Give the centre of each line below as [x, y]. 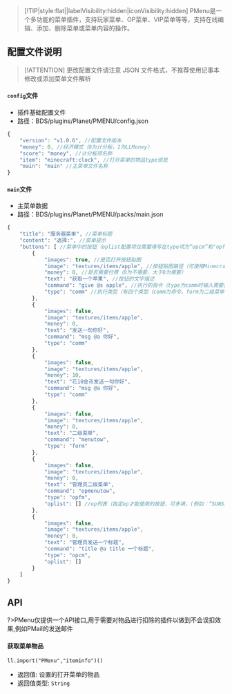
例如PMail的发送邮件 [44, 629]
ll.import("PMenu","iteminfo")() [55, 661]
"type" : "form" [66, 446]
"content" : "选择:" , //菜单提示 [63, 241]
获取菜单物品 [25, 646]
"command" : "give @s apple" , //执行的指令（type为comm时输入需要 [134, 285]
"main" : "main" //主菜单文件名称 [64, 166]
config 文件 [22, 95]
